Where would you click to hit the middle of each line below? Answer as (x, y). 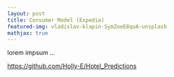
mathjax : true (28, 33)
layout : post (26, 14)
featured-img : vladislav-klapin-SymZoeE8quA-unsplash (87, 26)
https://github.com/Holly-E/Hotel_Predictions (72, 66)
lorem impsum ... (31, 53)
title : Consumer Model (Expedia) (56, 20)
